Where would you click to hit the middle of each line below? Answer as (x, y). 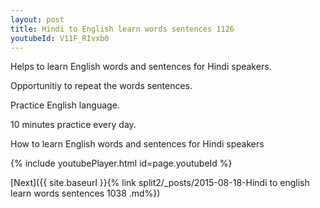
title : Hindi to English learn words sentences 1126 (122, 29)
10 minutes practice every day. (73, 125)
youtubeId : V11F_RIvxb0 (60, 38)
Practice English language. (65, 105)
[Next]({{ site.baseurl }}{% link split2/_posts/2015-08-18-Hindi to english (160, 183)
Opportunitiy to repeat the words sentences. (101, 86)
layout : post (37, 19)
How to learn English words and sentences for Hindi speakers (137, 144)
